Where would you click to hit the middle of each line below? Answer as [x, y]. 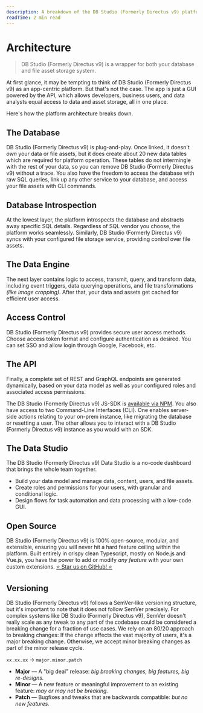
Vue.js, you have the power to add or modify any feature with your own [95, 560]
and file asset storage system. [59, 71]
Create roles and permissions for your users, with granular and [93, 488]
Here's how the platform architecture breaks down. [70, 113]
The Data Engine [38, 265]
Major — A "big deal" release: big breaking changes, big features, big [102, 671]
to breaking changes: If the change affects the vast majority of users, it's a [99, 635]
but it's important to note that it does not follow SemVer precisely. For [93, 609]
